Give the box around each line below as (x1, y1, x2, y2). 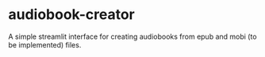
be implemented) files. (8, 40, 82, 49)
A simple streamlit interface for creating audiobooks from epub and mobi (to (8, 32, 257, 41)
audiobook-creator (8, 6, 135, 24)
